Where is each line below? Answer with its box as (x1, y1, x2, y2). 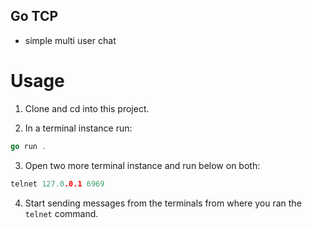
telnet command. (24, 207, 99, 219)
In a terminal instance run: (24, 122, 133, 134)
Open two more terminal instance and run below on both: (24, 159, 261, 171)
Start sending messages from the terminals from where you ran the (24, 197, 302, 209)
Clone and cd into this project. (24, 102, 150, 114)
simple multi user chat (24, 34, 117, 46)
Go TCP (10, 8, 59, 25)
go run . (10, 141, 47, 151)
